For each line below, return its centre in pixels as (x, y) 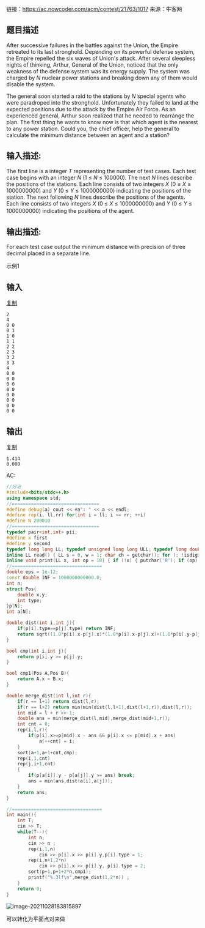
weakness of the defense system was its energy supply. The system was (98, 71)
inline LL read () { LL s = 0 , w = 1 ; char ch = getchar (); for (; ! (95, 555)
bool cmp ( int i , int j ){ (37, 651)
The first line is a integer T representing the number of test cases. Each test (101, 171)
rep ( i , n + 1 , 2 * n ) (48, 860)
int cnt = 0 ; (34, 724)
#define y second (28, 543)
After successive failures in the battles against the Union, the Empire (92, 45)
